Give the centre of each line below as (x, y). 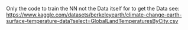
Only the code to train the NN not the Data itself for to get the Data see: (93, 9)
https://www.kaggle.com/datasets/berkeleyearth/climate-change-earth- (94, 15)
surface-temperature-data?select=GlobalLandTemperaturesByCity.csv (92, 21)
